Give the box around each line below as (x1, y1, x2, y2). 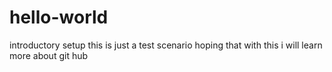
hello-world (9, 6, 109, 29)
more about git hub (9, 49, 89, 61)
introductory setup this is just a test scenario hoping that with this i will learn (9, 39, 323, 51)
